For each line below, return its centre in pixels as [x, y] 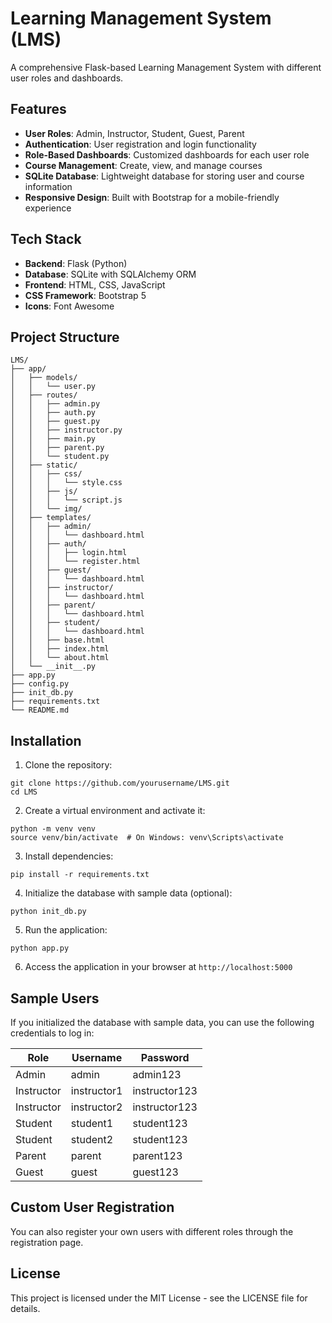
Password [165, 1057]
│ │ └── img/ [46, 509]
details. [25, 1308]
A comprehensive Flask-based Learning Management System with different [166, 67]
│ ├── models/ [44, 378]
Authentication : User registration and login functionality [140, 144]
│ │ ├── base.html [57, 640]
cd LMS [24, 792]
